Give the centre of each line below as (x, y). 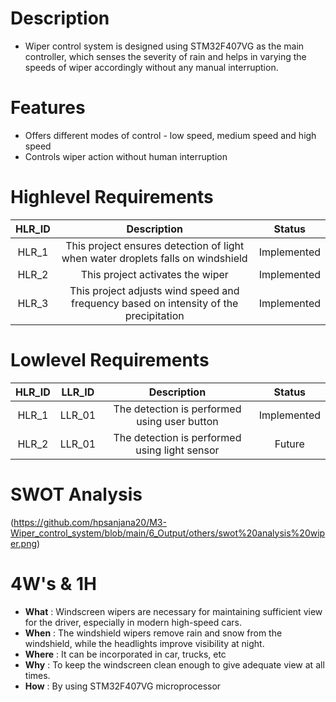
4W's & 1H (54, 583)
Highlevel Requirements (112, 197)
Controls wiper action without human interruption (126, 156)
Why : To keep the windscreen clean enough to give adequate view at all (174, 664)
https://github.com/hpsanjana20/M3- (90, 522)
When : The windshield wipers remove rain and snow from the (153, 633)
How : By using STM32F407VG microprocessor (123, 686)
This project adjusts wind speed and (154, 290)
